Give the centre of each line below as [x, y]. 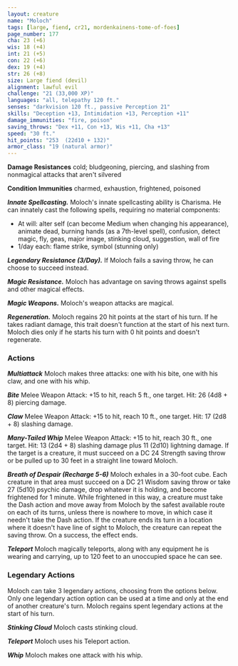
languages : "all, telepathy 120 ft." [63, 101]
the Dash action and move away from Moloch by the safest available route [116, 505]
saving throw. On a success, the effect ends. [73, 535]
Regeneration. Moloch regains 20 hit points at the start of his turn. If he [113, 317]
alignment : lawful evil [43, 87]
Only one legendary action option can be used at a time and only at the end [118, 598]
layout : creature [33, 14]
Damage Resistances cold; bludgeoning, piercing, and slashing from [109, 167]
